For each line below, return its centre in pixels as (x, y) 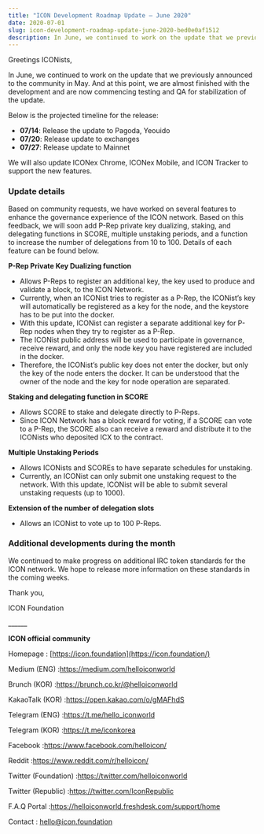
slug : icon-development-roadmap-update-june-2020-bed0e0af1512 (114, 30)
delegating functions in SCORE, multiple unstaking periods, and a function (128, 234)
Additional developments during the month (92, 543)
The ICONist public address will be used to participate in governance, (132, 339)
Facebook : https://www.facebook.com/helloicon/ (88, 745)
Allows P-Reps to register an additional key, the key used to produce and (137, 281)
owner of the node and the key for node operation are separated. (125, 381)
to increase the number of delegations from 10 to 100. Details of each (120, 242)
